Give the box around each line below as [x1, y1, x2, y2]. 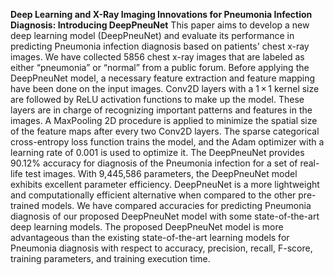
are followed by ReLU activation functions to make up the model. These [10, 94, 305, 105]
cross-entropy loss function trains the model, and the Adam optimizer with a [10, 136, 325, 148]
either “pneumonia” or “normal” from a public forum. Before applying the [10, 62, 310, 73]
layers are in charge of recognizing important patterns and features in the [10, 104, 313, 116]
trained [10, 200, 40, 211]
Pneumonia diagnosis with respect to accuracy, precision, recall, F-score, [10, 242, 313, 254]
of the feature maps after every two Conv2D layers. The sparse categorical [10, 125, 320, 137]
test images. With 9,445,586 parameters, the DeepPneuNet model [24, 168, 298, 179]
